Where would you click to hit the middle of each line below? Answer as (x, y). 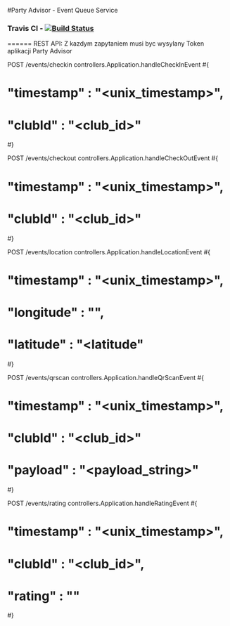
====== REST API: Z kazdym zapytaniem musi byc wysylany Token (106, 44)
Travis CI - (25, 28)
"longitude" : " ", (56, 312)
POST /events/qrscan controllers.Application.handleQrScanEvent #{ (106, 377)
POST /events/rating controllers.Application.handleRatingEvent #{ (102, 503)
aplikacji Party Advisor (40, 51)
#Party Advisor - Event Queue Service (63, 10)
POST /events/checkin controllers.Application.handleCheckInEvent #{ (108, 65)
